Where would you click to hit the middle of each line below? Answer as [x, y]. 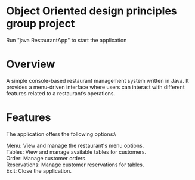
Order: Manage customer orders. [47, 158]
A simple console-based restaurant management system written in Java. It [97, 80]
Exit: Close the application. [39, 170]
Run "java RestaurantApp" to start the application [66, 40]
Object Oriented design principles [92, 11]
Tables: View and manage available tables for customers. [76, 152]
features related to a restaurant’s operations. [61, 93]
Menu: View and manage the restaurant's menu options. [75, 145]
